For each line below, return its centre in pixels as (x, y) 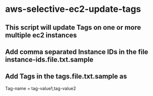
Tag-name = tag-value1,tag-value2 (41, 88)
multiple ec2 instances (41, 35)
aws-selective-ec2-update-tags (73, 9)
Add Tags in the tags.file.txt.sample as (66, 76)
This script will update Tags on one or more (73, 27)
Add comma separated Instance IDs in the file (77, 52)
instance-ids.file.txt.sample (49, 60)
